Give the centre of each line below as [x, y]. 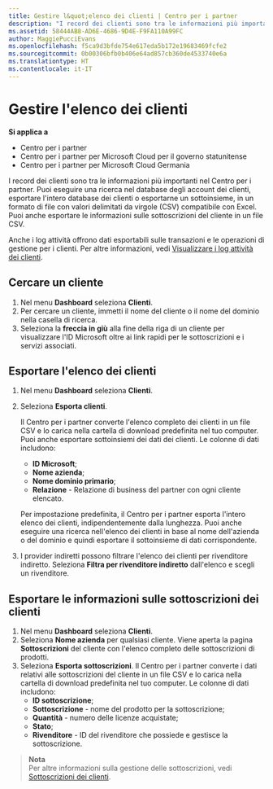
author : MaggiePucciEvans [52, 39]
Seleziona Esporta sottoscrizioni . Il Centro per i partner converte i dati [139, 666]
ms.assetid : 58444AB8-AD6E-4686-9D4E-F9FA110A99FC [96, 31]
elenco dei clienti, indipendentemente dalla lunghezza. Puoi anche [131, 523]
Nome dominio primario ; [74, 481]
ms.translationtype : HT [49, 62]
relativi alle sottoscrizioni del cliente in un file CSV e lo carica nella [131, 675]
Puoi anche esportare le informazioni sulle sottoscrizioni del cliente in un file [136, 215]
